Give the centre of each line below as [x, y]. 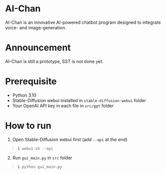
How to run [28, 126]
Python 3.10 [24, 95]
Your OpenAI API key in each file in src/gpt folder [63, 106]
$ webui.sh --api [35, 148]
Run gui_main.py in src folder [42, 158]
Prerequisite [31, 82]
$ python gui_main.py [40, 167]
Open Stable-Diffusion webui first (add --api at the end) [70, 139]
